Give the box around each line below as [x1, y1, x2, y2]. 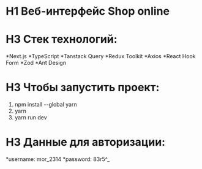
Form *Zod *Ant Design [6, 59, 67, 67]
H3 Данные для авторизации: [6, 135, 166, 149]
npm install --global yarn [14, 101, 77, 108]
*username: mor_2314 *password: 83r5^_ [6, 156, 110, 163]
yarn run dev [14, 114, 47, 121]
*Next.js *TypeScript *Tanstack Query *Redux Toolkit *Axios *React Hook [6, 53, 196, 60]
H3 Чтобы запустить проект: [6, 81, 160, 94]
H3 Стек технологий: [6, 32, 118, 47]
